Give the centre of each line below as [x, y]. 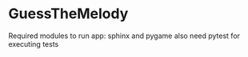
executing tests [34, 44]
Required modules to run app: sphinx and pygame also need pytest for [124, 36]
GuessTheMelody [68, 14]
